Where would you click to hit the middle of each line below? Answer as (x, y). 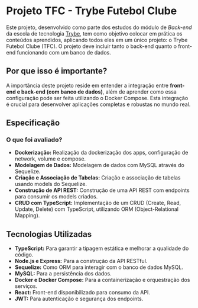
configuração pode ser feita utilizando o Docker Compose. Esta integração (97, 98)
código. (24, 255)
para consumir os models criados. (56, 197)
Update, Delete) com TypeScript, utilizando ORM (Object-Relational (97, 209)
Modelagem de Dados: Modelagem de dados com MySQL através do (99, 165)
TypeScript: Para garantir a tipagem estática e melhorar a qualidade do (102, 248)
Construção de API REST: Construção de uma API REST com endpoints (102, 190)
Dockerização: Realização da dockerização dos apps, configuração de (101, 153)
